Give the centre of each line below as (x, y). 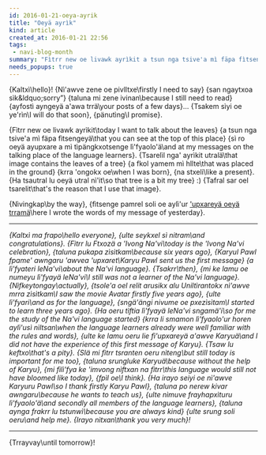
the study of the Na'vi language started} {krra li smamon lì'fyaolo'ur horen (130, 319)
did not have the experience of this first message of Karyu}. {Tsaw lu (121, 344)
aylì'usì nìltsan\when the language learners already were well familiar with (130, 327)
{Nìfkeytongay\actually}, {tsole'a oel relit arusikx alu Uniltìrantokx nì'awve (129, 285)
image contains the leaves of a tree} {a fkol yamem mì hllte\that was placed (131, 164)
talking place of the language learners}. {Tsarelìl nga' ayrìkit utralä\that (124, 155)
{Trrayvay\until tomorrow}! (52, 442)
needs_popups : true (41, 67)
